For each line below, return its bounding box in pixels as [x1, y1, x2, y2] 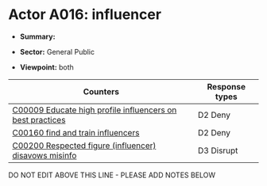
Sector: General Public [19, 47, 95, 56]
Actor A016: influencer [8, 6, 161, 24]
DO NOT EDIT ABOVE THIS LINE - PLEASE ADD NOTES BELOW [8, 170, 216, 180]
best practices [12, 114, 66, 125]
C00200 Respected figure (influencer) [12, 140, 157, 151]
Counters [83, 85, 119, 97]
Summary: [19, 32, 56, 41]
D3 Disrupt [197, 145, 238, 156]
